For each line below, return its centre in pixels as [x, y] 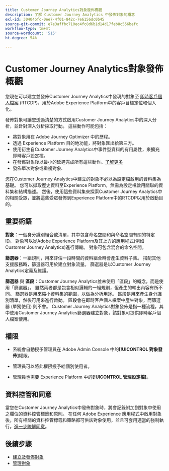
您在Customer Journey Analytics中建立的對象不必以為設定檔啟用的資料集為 [83, 179]
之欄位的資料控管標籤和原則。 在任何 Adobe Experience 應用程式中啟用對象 [83, 414]
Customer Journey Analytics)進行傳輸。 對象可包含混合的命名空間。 [76, 247]
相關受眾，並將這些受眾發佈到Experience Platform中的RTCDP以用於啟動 [84, 197]
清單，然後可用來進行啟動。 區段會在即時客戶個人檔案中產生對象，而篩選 [85, 300]
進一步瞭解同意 [30, 427]
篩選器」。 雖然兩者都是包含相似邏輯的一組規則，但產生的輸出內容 [82, 287]
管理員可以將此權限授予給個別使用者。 [52, 366]
